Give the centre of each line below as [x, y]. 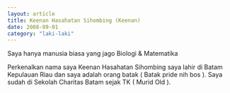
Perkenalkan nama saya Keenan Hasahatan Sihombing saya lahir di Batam [115, 67]
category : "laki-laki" [41, 33]
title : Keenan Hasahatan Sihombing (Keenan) [74, 20]
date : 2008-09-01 [33, 27]
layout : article [31, 14]
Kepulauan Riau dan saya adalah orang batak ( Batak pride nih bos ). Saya [115, 75]
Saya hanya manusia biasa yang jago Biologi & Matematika [93, 54]
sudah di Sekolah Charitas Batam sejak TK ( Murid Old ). [89, 82]
